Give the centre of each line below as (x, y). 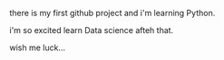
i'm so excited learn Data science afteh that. (92, 30)
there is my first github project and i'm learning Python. (112, 13)
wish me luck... (38, 47)
